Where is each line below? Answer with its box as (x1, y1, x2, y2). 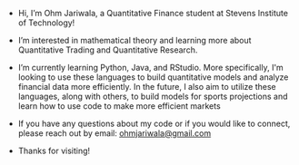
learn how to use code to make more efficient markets (17, 101, 221, 112)
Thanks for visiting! (17, 145, 91, 156)
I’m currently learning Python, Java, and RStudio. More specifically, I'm (17, 63, 284, 73)
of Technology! (17, 17, 75, 28)
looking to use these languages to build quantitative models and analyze (17, 72, 289, 82)
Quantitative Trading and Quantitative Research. (17, 44, 198, 55)
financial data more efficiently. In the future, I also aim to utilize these (17, 82, 277, 92)
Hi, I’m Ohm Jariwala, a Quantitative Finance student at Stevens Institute (17, 8, 289, 18)
